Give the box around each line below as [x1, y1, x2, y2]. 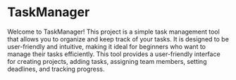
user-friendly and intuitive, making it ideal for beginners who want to [7, 42, 206, 51]
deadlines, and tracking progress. [7, 65, 105, 73]
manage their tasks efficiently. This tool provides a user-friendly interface [7, 50, 221, 58]
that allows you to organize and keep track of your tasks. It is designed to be [7, 34, 229, 43]
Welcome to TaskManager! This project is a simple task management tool [7, 27, 220, 36]
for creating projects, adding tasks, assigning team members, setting [7, 57, 207, 65]
